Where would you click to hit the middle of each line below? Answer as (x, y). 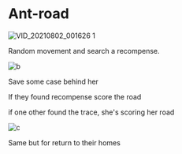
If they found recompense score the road (75, 96)
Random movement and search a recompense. (84, 51)
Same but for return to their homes (64, 142)
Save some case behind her (53, 81)
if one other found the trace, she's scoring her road (91, 112)
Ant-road (39, 14)
